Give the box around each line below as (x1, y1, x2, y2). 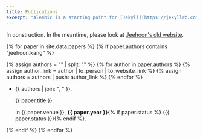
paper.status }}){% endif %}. (14, 115, 86, 122)
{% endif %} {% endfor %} (6, 126, 73, 134)
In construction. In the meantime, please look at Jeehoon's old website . (6, 31, 184, 38)
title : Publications (6, 8, 59, 15)
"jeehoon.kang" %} (6, 49, 54, 56)
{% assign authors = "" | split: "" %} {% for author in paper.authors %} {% (6, 61, 190, 68)
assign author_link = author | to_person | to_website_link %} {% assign (6, 67, 182, 74)
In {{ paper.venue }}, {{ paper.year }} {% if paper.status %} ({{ (14, 108, 170, 116)
